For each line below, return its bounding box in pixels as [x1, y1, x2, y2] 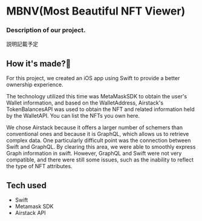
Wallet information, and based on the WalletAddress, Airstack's [6, 99, 164, 107]
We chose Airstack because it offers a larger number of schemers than [6, 124, 183, 131]
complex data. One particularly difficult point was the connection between [6, 137, 191, 144]
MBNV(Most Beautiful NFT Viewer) [6, 4, 186, 18]
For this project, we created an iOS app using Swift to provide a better [6, 75, 180, 82]
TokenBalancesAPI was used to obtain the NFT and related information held [6, 106, 195, 113]
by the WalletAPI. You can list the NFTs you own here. [6, 112, 140, 120]
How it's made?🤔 [6, 58, 71, 69]
